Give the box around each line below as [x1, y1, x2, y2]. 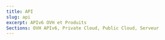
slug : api [6, 14, 31, 20]
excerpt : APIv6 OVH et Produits [6, 19, 87, 25]
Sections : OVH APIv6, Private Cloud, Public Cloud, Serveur [6, 25, 160, 31]
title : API [6, 8, 33, 15]
